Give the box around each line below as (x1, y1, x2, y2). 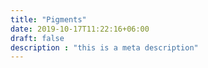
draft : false (10, 33, 65, 43)
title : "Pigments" (10, 14, 87, 25)
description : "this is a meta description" (10, 42, 199, 53)
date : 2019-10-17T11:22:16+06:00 (10, 24, 150, 34)
